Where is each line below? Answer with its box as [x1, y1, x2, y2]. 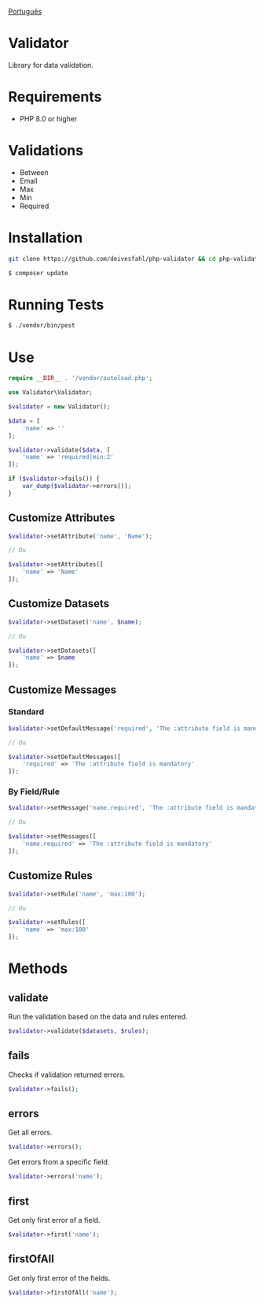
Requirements [8, 88, 102, 106]
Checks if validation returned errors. [8, 1070, 126, 1079]
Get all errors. [8, 1127, 53, 1138]
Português [8, 7, 42, 16]
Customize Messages [8, 683, 117, 696]
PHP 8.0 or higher [19, 114, 78, 123]
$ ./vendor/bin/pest [8, 322, 76, 330]
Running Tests [8, 296, 104, 314]
